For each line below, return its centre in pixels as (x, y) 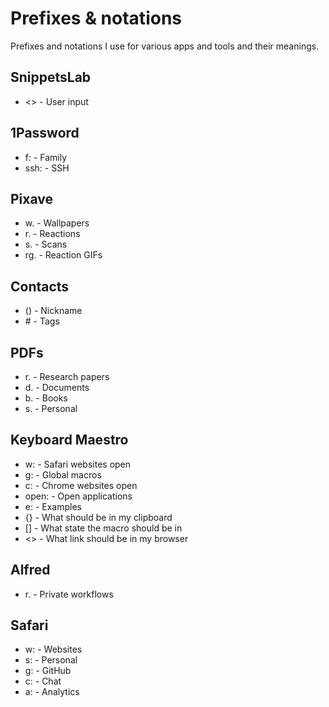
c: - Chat (43, 681)
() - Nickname (53, 311)
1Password (45, 133)
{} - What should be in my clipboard (98, 517)
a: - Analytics (52, 692)
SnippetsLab (51, 77)
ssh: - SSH (47, 168)
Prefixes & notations (96, 18)
